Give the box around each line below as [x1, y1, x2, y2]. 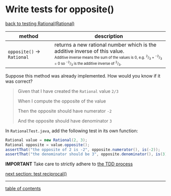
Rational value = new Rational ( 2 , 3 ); [5, 137, 88, 142]
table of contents [5, 185, 41, 192]
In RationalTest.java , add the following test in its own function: [5, 128, 138, 134]
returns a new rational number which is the [54, 41, 157, 48]
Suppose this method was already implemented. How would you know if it [5, 72, 161, 79]
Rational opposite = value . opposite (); [5, 142, 90, 148]
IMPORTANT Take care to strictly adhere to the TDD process [5, 161, 133, 167]
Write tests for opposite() [5, 4, 115, 15]
